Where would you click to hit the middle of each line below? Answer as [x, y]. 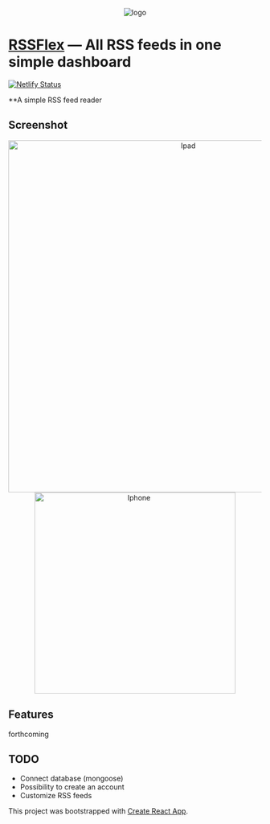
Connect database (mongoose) [72, 779]
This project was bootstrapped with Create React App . [98, 811]
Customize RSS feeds [56, 796]
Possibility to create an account [72, 787]
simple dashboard [70, 62]
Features [31, 715]
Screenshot [38, 125]
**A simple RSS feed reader [55, 100]
